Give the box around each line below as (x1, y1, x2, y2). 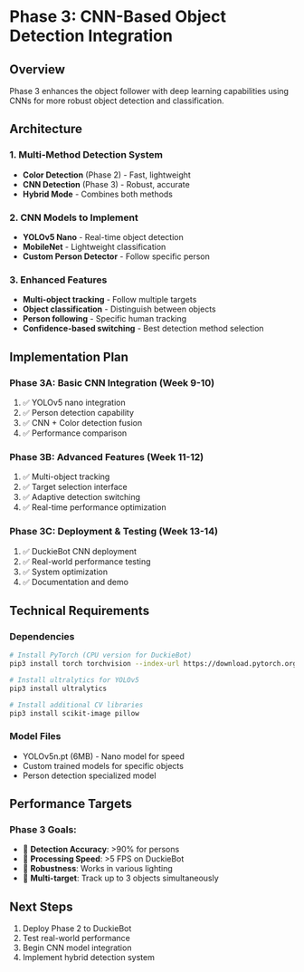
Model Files (9, 730, 62, 743)
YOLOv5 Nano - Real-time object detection (22, 231, 184, 242)
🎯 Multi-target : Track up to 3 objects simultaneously (22, 872, 219, 884)
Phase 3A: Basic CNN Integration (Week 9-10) (9, 376, 215, 389)
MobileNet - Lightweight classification (22, 241, 166, 252)
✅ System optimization (22, 566, 109, 577)
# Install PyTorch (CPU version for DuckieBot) (9, 650, 193, 660)
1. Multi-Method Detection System (9, 149, 163, 161)
